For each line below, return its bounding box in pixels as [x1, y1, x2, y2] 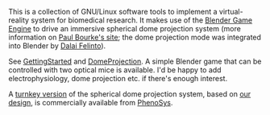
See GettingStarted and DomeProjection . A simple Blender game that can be [8, 56, 262, 66]
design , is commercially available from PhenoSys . [8, 98, 173, 107]
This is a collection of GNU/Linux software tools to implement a [8, 7, 218, 16]
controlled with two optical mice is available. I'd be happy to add [8, 65, 222, 75]
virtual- [218, 7, 243, 16]
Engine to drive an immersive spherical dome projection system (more [8, 24, 242, 33]
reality [8, 15, 30, 25]
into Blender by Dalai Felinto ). [8, 41, 106, 51]
